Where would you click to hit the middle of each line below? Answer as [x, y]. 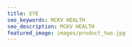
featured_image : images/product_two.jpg [67, 33]
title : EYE [23, 13]
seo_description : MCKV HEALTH [51, 26]
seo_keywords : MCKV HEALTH [46, 20]
